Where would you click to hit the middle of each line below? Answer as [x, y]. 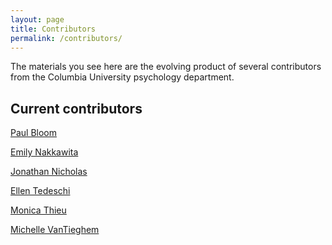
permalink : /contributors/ [66, 38]
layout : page [37, 19]
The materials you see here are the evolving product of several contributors [166, 67]
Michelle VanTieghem [55, 230]
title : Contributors [53, 29]
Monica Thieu [38, 210]
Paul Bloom [34, 133]
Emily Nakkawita [44, 152]
